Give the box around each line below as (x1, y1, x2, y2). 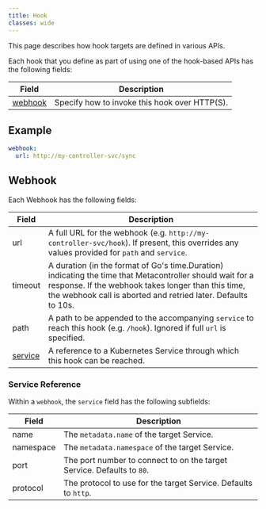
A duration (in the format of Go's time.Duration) (47, 259, 224, 270)
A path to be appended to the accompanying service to (47, 312, 254, 323)
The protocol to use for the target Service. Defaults (63, 477, 253, 488)
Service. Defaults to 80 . (63, 465, 149, 476)
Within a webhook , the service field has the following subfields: (8, 397, 211, 407)
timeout (12, 279, 41, 290)
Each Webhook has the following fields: (8, 195, 137, 205)
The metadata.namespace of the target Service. (63, 442, 234, 453)
